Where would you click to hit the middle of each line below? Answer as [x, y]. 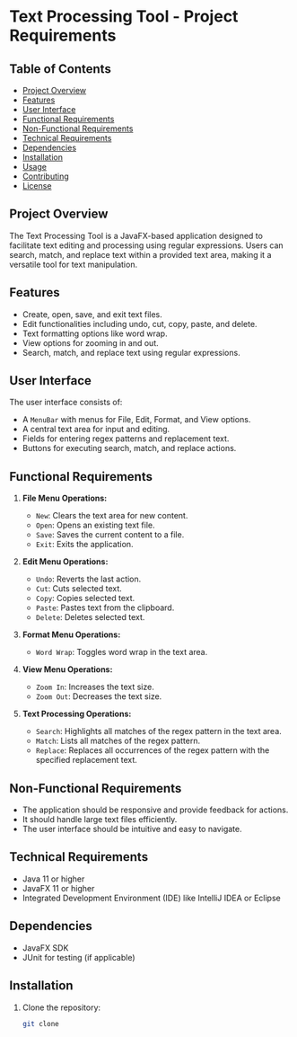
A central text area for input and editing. [96, 430]
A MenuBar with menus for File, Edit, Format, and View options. [136, 420]
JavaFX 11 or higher [58, 888]
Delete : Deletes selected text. [90, 617]
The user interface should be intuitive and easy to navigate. [132, 829]
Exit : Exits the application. [84, 545]
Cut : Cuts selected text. [79, 589]
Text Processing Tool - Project [124, 17]
